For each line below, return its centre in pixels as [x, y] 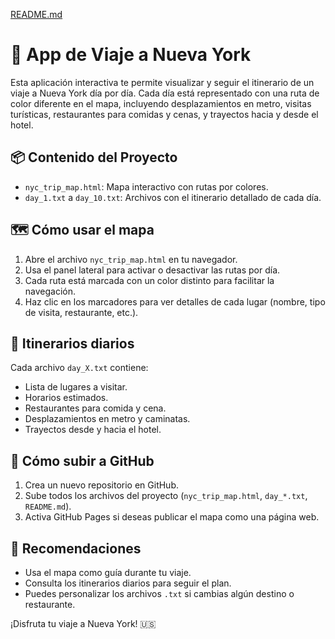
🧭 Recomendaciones [76, 548]
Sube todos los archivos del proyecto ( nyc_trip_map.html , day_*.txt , [166, 496]
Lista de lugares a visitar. [76, 387]
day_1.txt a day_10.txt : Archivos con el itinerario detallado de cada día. [173, 197]
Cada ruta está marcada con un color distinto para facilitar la [149, 280]
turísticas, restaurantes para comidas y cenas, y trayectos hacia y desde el [164, 114]
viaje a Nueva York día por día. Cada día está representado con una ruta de [165, 93]
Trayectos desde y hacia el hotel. [93, 430]
